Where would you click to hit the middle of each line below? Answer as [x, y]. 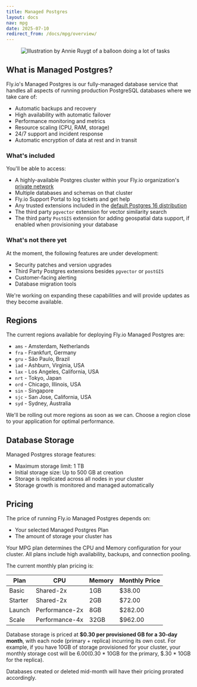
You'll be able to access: [36, 168]
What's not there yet [37, 240]
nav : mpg [17, 23]
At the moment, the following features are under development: [82, 253]
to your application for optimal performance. [60, 421]
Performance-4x [60, 619]
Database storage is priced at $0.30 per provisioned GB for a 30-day [92, 634]
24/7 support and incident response [59, 134]
